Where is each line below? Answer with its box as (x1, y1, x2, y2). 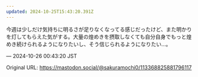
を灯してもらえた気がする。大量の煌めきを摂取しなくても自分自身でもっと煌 (6, 33, 192, 40)
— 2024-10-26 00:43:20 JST (6, 52, 77, 59)
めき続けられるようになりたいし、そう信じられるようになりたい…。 (6, 40, 171, 47)
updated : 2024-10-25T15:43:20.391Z (6, 8, 94, 15)
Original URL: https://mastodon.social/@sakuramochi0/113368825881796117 (6, 63, 192, 71)
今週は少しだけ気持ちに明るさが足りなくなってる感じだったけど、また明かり (6, 25, 192, 33)
